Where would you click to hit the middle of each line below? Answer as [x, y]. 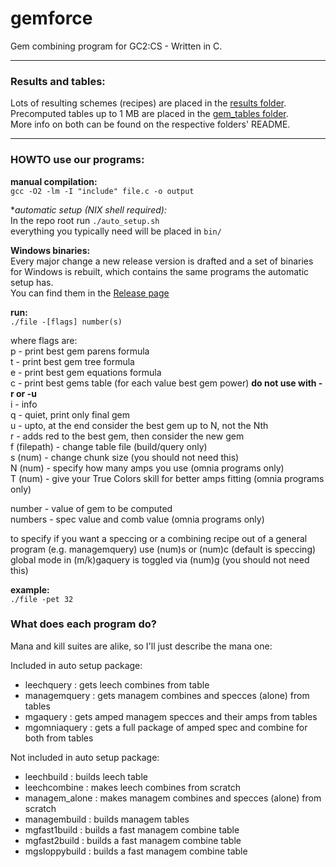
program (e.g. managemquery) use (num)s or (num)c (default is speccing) [163, 549]
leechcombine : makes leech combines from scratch [133, 787]
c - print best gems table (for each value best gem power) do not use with [163, 383]
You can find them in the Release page [90, 293]
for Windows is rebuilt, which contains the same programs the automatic [160, 271]
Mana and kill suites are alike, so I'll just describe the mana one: [141, 646]
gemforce [51, 18]
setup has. [32, 282]
